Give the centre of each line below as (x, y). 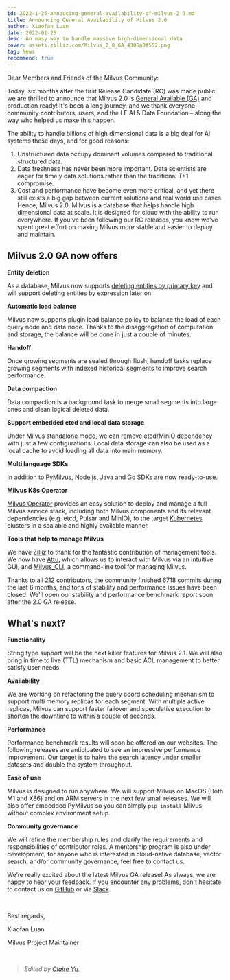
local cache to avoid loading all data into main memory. (85, 450)
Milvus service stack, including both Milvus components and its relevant (109, 511)
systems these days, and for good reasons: (68, 141)
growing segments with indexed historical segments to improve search (107, 368)
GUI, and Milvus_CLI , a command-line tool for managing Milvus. (97, 566)
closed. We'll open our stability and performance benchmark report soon (110, 594)
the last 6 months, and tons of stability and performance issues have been (112, 587)
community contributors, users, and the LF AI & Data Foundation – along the (114, 113)
